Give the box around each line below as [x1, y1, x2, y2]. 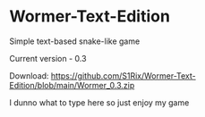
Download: [9, 70, 49, 81]
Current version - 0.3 [9, 53, 87, 63]
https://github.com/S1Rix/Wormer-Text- [50, 70, 196, 81]
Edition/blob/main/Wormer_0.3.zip [9, 79, 135, 90]
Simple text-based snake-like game [9, 36, 141, 46]
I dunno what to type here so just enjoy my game [9, 96, 190, 108]
